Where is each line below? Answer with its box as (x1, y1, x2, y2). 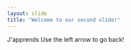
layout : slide (7, 10, 48, 17)
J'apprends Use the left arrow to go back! (7, 35, 125, 43)
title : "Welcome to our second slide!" (7, 16, 121, 23)
